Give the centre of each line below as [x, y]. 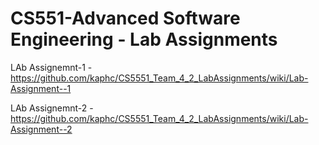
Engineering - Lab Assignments [144, 39]
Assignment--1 [41, 88]
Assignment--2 [41, 129]
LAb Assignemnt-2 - [52, 108]
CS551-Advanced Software [125, 18]
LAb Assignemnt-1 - [51, 67]
